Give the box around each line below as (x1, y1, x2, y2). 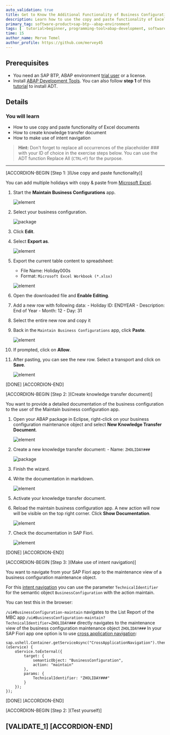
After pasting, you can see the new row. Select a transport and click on (13, 357, 160, 363)
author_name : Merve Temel (6, 36, 60, 41)
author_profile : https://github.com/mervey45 (6, 40, 103, 45)
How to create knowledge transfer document (13, 130, 106, 136)
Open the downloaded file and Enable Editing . (13, 293, 109, 299)
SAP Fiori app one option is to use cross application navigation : (6, 631, 137, 637)
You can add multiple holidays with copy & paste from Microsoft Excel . (6, 180, 152, 186)
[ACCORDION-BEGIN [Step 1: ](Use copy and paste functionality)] (6, 170, 143, 176)
